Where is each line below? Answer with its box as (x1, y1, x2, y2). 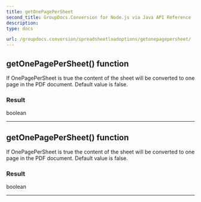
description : (6, 20, 39, 26)
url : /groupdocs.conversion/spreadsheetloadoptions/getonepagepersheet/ (6, 37, 191, 43)
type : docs (6, 25, 33, 32)
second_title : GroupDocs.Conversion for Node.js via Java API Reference (6, 14, 191, 20)
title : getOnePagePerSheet (6, 8, 74, 15)
